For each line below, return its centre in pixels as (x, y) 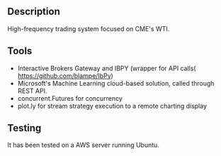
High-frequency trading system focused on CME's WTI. (89, 28)
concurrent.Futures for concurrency (70, 98)
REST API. (32, 91)
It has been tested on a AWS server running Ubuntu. (83, 145)
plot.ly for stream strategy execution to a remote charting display (112, 106)
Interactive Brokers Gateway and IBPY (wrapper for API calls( (107, 68)
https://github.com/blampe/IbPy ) (65, 76)
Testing (24, 128)
